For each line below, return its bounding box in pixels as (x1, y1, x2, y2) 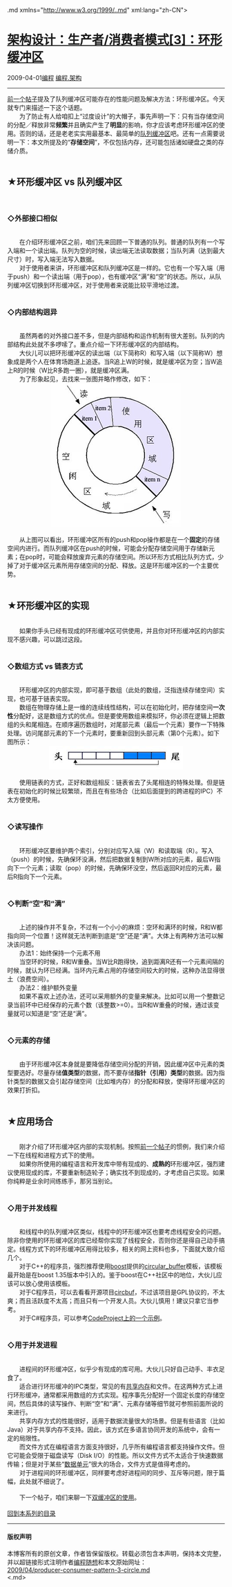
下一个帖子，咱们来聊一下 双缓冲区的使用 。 (19, 1493, 140, 1501)
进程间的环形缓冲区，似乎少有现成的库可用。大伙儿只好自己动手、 (19, 1364, 207, 1373)
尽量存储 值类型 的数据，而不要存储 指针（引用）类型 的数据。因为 (37, 1069, 219, 1077)
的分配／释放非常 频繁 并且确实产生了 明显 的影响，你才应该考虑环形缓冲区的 (7, 120, 219, 129)
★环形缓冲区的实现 (7, 599, 90, 611)
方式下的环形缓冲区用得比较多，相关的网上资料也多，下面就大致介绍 (30, 1245, 225, 1253)
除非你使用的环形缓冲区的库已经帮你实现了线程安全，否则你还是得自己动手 (7, 1237, 219, 1245)
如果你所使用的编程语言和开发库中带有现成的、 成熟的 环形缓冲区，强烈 (19, 1160, 219, 1168)
